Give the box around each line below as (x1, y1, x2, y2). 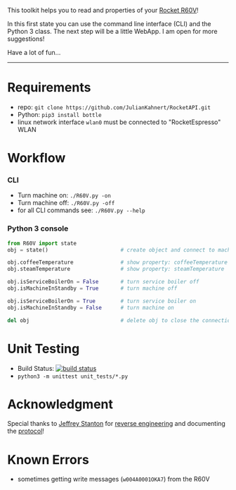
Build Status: (17, 364, 55, 372)
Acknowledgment (7, 396, 114, 412)
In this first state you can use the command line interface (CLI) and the (7, 20, 211, 27)
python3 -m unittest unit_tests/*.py (17, 373, 129, 380)
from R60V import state (7, 240, 77, 247)
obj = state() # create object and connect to (7, 246, 216, 253)
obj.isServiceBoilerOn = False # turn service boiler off (7, 278, 199, 286)
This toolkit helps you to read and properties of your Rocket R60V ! (7, 6, 199, 14)
